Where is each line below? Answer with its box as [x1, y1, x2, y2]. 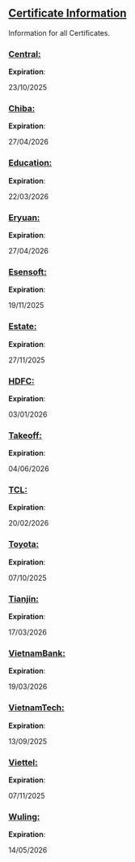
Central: [8, 48, 41, 59]
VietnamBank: [8, 648, 66, 659]
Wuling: [8, 811, 40, 822]
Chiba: [8, 103, 36, 115]
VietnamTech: [8, 702, 65, 713]
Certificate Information [8, 6, 127, 20]
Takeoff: [8, 430, 42, 441]
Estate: [8, 321, 37, 332]
